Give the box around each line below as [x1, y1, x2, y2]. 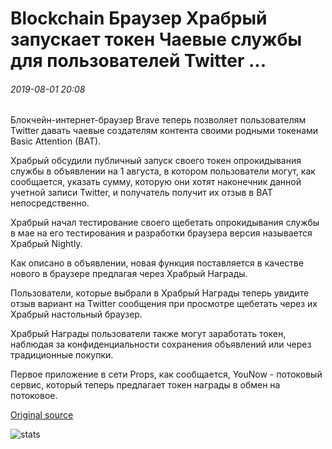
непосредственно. [10, 197, 90, 209]
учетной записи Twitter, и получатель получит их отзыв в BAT [10, 187, 273, 199]
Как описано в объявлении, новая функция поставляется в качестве [10, 257, 305, 269]
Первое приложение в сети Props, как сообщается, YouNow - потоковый [10, 368, 323, 381]
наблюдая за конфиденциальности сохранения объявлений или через [10, 338, 312, 351]
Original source [10, 409, 74, 421]
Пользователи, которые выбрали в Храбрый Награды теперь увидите [10, 287, 310, 299]
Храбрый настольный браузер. [10, 308, 143, 321]
